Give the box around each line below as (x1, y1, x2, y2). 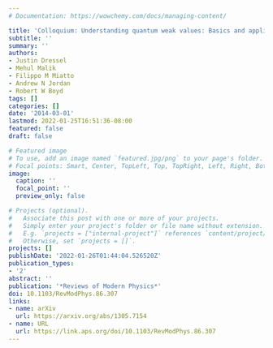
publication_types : (8, 260, 75, 268)
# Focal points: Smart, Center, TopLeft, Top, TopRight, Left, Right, (8, 161, 253, 170)
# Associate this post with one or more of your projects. (8, 214, 220, 222)
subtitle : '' (8, 34, 53, 42)
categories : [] (8, 102, 60, 110)
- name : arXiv (8, 305, 57, 313)
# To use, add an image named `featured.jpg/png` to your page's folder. (8, 154, 264, 162)
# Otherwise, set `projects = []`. (8, 237, 136, 245)
